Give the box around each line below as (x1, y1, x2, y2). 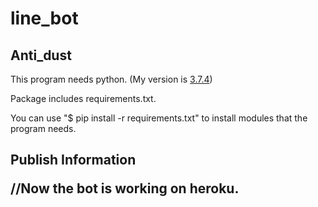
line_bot (10, 7, 79, 30)
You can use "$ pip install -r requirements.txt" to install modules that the (10, 112, 308, 124)
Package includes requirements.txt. (10, 93, 157, 104)
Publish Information (10, 152, 137, 169)
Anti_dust (10, 47, 72, 64)
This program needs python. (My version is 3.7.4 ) (10, 73, 213, 85)
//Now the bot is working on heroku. (10, 180, 240, 197)
